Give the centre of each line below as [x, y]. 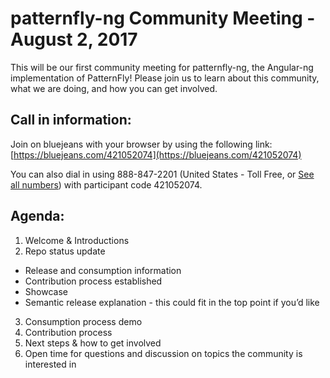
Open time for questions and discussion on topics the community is [163, 353]
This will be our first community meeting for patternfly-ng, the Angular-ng [162, 67]
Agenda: [37, 216]
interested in [50, 364]
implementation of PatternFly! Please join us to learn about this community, [165, 78]
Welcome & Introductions [77, 240]
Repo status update [65, 251]
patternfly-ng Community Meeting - [163, 18]
